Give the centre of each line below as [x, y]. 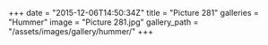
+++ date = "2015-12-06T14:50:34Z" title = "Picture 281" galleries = [134, 13]
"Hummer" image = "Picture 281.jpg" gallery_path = [104, 22]
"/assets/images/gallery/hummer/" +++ [81, 31]
